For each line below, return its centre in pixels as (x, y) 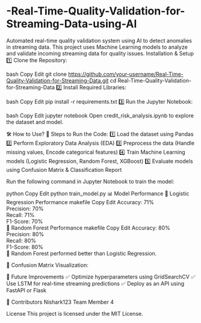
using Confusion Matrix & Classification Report (64, 169)
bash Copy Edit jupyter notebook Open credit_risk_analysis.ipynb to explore (100, 115)
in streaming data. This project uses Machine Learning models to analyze (97, 47)
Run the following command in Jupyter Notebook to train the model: (90, 181)
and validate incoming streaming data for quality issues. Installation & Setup (100, 53)
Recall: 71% (20, 215)
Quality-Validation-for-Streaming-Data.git (57, 80)
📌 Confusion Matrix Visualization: (47, 265)
